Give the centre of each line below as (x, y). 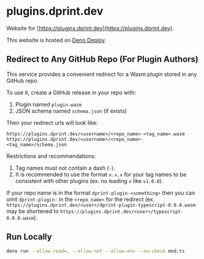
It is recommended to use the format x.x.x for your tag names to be (101, 174)
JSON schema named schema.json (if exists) (71, 111)
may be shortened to (33, 211)
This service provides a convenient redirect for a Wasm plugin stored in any (102, 74)
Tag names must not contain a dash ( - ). (65, 168)
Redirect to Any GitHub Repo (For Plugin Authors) (103, 59)
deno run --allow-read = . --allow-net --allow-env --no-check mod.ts (96, 251)
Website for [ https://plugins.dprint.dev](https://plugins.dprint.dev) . (90, 28)
